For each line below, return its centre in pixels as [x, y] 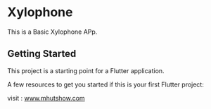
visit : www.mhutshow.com [46, 98]
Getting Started [42, 54]
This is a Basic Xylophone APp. [52, 32]
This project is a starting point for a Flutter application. [86, 70]
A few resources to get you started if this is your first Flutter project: [105, 84]
